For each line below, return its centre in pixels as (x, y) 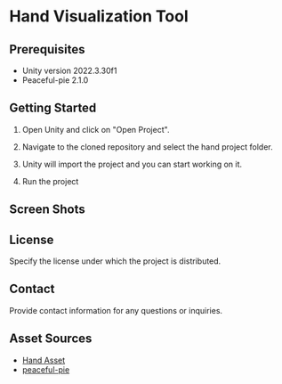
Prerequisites (47, 49)
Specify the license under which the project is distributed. (115, 261)
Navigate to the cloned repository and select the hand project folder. (147, 147)
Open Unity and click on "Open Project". (96, 129)
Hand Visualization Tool (99, 16)
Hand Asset (44, 360)
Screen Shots (48, 210)
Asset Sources (51, 339)
